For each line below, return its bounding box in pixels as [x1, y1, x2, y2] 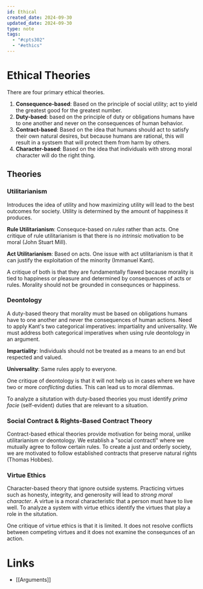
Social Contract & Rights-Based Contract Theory [7, 416, 153, 425]
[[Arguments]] [15, 576, 51, 584]
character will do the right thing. [15, 152, 95, 159]
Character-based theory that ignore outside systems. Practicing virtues [7, 484, 184, 492]
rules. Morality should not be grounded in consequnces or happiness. [7, 281, 180, 288]
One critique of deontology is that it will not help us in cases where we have [7, 377, 195, 384]
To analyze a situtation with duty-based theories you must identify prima [7, 395, 188, 402]
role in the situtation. [7, 510, 58, 518]
